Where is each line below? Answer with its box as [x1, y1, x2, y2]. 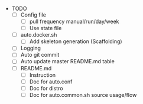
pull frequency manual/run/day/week [29, 18, 119, 25]
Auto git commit [20, 51, 60, 58]
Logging [20, 44, 41, 52]
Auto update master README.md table [20, 58, 115, 65]
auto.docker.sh [20, 31, 57, 38]
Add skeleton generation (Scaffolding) [29, 38, 122, 45]
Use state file [29, 25, 62, 32]
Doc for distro [29, 84, 63, 92]
